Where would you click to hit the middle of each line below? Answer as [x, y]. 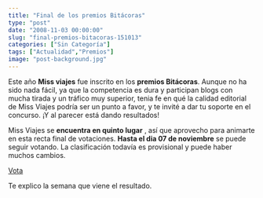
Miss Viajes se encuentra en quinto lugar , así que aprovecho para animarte [131, 130]
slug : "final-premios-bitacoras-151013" [75, 37]
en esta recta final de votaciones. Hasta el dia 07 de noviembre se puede [127, 138]
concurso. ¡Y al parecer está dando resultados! [84, 115]
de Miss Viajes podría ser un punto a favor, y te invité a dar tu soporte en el [130, 106]
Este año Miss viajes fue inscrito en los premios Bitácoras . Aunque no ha [128, 81]
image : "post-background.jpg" [58, 60]
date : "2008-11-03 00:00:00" [56, 30]
